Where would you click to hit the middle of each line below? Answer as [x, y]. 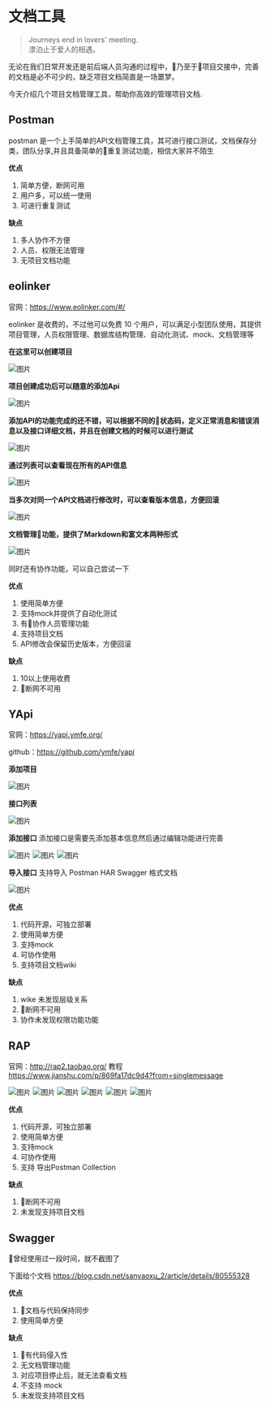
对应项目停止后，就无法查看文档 [73, 1375]
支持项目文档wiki [48, 965]
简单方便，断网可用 [52, 185]
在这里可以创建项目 [41, 351]
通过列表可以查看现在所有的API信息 [68, 465]
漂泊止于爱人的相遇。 [64, 49]
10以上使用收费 [45, 678]
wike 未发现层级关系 [54, 1000]
